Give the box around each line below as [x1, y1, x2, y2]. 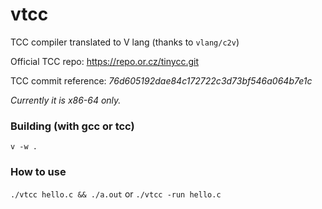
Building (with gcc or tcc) [10, 119, 135, 133]
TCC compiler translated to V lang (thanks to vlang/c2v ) [10, 36, 240, 48]
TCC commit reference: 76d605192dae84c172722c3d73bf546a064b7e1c [10, 74, 313, 87]
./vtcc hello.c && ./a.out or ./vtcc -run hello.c [10, 188, 222, 200]
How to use [10, 165, 67, 179]
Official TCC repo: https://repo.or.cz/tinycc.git [10, 55, 199, 67]
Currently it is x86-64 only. [10, 94, 122, 106]
